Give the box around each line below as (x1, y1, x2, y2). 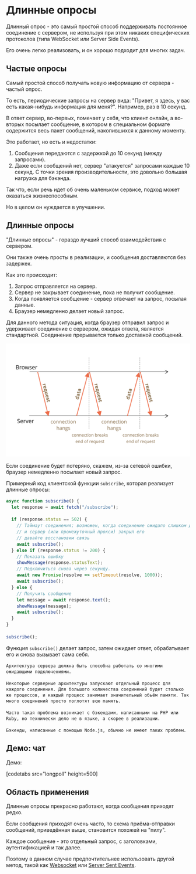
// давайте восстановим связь (16, 535, 90, 541)
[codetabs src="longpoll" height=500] (6, 770, 98, 777)
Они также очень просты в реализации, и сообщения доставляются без (6, 253, 186, 261)
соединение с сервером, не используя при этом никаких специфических (6, 29, 190, 36)
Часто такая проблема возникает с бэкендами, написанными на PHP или (6, 710, 179, 716)
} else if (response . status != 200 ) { (11, 547, 106, 553)
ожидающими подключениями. (6, 669, 72, 675)
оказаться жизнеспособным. (6, 192, 79, 199)
